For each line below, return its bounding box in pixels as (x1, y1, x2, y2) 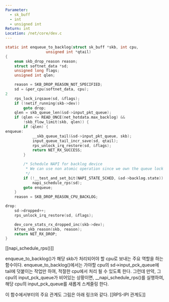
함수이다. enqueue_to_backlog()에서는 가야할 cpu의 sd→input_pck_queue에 (5, 262, 159, 268)
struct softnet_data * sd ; (14, 64, 69, 69)
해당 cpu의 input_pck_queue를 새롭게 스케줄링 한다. (5, 281, 109, 287)
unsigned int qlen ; (14, 73, 55, 78)
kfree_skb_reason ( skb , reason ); (14, 227, 82, 232)
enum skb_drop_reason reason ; (14, 59, 78, 64)
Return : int (5, 26, 30, 31)
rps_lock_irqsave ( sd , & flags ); (14, 96, 80, 101)
